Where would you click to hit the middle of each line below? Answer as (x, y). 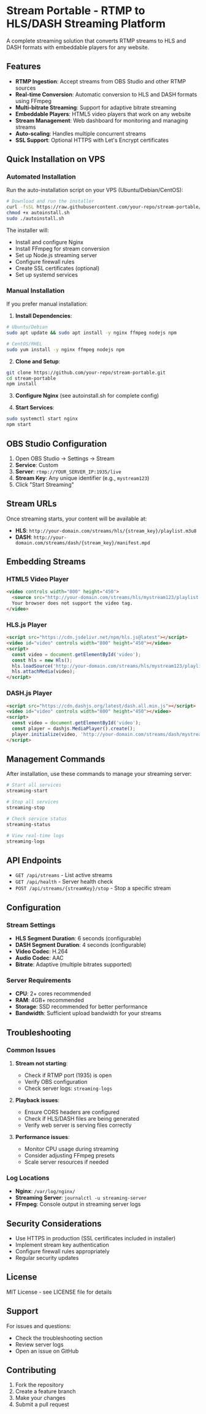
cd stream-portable (31, 378)
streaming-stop (26, 808)
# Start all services (34, 785)
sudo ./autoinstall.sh (35, 218)
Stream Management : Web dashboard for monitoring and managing (101, 120)
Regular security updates (47, 1258)
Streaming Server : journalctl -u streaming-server (81, 1198)
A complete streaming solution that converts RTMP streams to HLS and (96, 41)
